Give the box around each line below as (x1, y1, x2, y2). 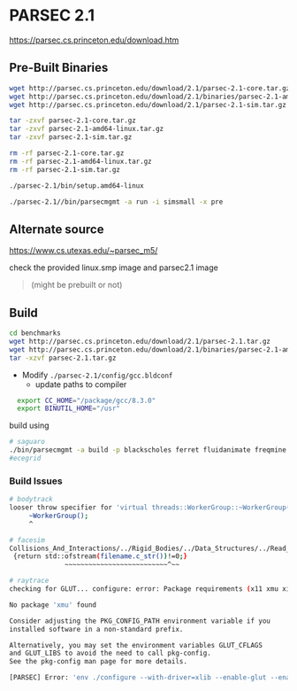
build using (9, 420, 50, 431)
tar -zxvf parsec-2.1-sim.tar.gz (9, 133, 133, 142)
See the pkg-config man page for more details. (9, 657, 188, 666)
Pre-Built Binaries (9, 60, 109, 75)
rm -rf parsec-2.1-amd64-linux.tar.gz (9, 157, 152, 166)
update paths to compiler (34, 378, 127, 390)
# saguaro (9, 438, 46, 446)
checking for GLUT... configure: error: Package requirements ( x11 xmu (9, 585, 278, 594)
